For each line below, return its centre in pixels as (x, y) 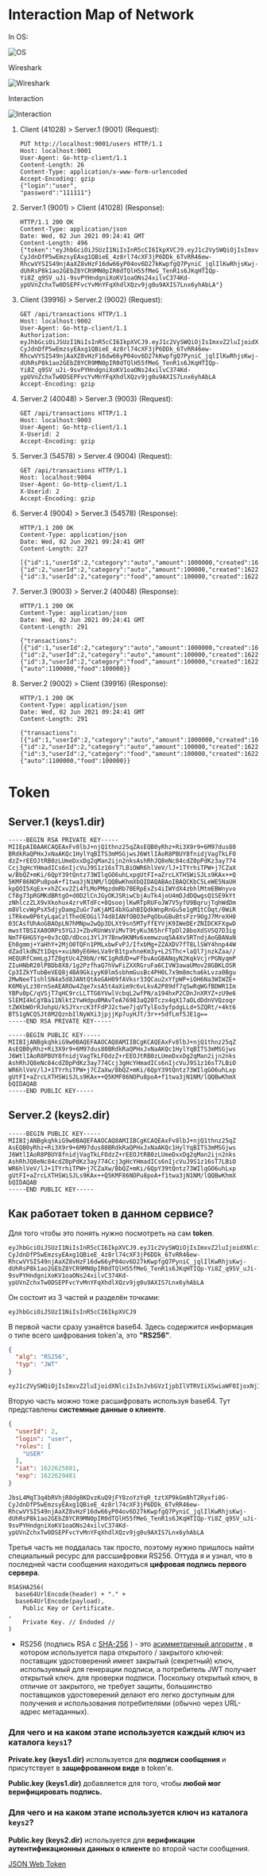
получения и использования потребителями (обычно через (121, 1703)
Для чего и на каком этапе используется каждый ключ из (127, 1732)
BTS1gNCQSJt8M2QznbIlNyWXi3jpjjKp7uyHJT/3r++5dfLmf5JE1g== (108, 1014)
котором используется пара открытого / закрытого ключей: (122, 1652)
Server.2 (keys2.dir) (59, 1116)
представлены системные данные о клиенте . (87, 1410)
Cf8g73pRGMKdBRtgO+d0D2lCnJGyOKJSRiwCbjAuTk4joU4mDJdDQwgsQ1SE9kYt (122, 895)
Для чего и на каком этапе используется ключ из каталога (128, 1812)
